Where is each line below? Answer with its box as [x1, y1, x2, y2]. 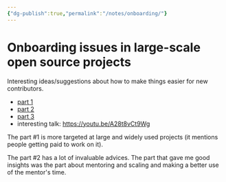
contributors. [7, 84, 44, 93]
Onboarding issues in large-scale [7, 39, 201, 55]
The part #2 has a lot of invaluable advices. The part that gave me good [7, 153, 210, 161]
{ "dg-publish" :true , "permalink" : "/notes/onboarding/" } [7, 10, 168, 17]
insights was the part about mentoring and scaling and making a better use [7, 161, 220, 169]
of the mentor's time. [7, 168, 67, 176]
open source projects [7, 54, 132, 69]
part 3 [16, 112, 35, 120]
